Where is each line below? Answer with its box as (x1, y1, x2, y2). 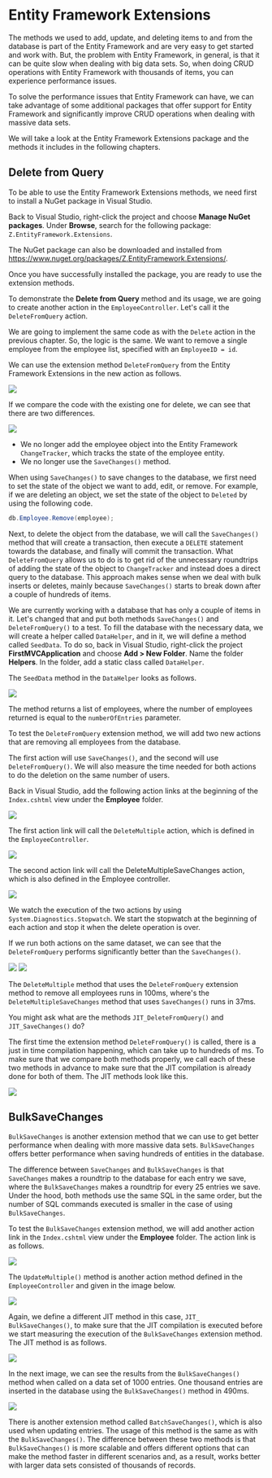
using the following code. (8, 498, 93, 508)
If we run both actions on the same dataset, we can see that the (8, 938, 222, 948)
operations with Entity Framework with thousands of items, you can (8, 67, 234, 77)
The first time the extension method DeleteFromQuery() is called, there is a (8, 1037, 257, 1046)
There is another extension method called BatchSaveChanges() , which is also (8, 1417, 262, 1427)
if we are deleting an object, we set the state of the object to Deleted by (8, 489, 248, 499)
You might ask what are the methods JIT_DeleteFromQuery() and (8, 1012, 224, 1022)
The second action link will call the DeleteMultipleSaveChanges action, (8, 865, 245, 875)
